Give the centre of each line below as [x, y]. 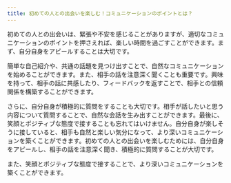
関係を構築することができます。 [52, 91]
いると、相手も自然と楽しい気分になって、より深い [109, 132]
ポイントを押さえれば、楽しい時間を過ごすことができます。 [134, 43]
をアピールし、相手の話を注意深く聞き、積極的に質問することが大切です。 [112, 149]
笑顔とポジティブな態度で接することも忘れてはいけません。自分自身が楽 [110, 123]
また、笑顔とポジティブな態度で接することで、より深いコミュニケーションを [115, 164]
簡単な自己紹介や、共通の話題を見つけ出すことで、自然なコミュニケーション [115, 65]
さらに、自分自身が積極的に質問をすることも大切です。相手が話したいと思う [115, 106]
